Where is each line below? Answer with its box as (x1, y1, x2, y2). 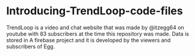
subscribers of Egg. (6, 43, 55, 50)
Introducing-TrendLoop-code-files (6, 4, 184, 18)
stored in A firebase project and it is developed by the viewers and (6, 36, 171, 43)
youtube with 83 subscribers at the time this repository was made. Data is (6, 30, 190, 37)
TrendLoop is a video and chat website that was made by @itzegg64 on (6, 24, 185, 31)
